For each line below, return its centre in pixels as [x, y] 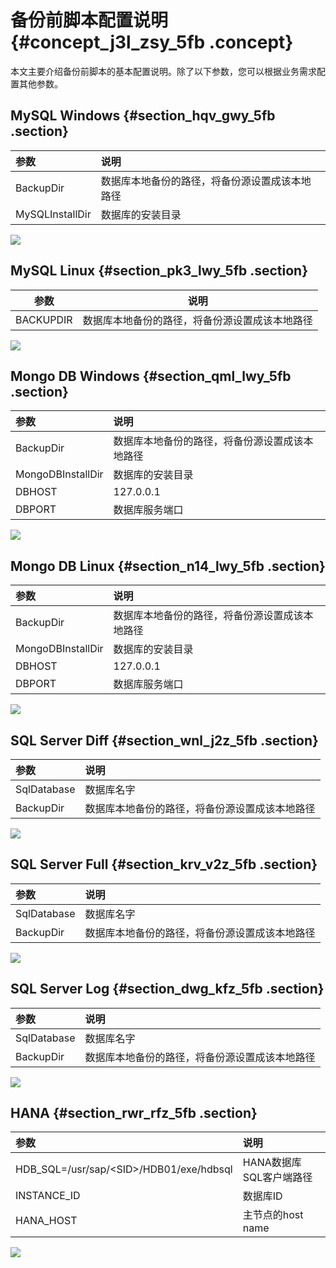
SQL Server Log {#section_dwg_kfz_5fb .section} [167, 989]
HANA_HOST [46, 1221]
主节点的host [273, 1215]
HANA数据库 [272, 1163]
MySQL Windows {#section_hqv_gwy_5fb [143, 116]
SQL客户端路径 [277, 1178]
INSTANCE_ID [48, 1196]
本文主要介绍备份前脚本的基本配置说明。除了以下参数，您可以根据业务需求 [163, 71]
